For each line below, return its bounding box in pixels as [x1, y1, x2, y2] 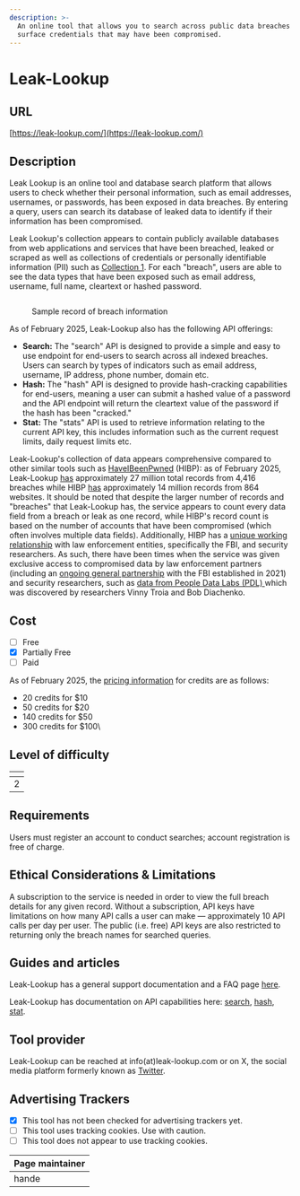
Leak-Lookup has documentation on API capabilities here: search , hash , [9, 997, 275, 1008]
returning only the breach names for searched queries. [9, 930, 212, 940]
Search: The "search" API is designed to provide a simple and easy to [21, 341, 280, 352]
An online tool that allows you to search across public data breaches [17, 22, 291, 31]
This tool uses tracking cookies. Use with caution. [21, 1125, 206, 1136]
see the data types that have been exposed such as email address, [9, 271, 256, 283]
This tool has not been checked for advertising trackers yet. [21, 1115, 244, 1126]
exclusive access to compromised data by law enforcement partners [9, 558, 262, 570]
